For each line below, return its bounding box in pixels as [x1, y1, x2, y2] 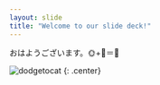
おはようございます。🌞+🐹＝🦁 [9, 47, 120, 58]
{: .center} [62, 64, 101, 76]
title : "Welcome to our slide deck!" [9, 21, 152, 30]
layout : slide [9, 13, 63, 22]
